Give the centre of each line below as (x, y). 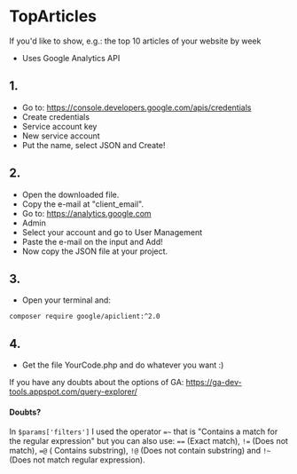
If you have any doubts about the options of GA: (97, 383)
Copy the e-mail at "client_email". (83, 204)
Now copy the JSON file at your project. (95, 251)
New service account (61, 136)
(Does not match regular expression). (77, 460)
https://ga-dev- (214, 383)
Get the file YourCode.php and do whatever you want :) (123, 365)
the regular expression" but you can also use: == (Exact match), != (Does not (148, 441)
